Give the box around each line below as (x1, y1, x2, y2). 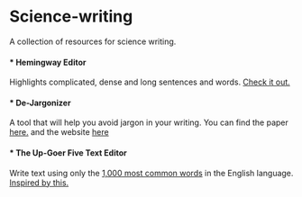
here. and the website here (9, 127, 110, 138)
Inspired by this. (9, 177, 69, 188)
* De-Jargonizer (9, 97, 71, 108)
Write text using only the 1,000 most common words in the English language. (9, 167, 294, 178)
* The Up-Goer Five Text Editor (9, 147, 128, 158)
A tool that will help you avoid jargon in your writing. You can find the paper (9, 117, 288, 128)
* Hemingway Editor (9, 57, 87, 67)
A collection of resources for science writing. (9, 36, 177, 47)
